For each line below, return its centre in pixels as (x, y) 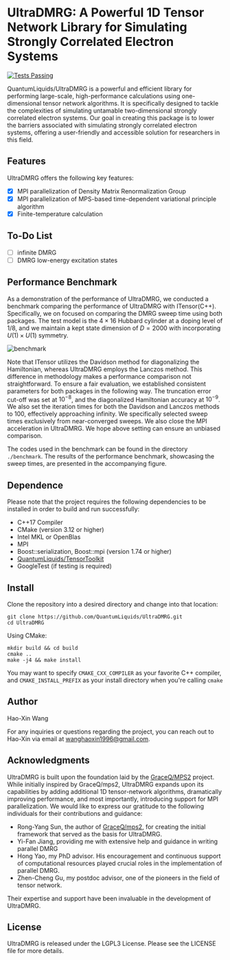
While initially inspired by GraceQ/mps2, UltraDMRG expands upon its (105, 784)
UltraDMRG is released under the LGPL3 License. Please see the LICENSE (112, 944)
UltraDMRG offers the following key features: (70, 178)
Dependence (35, 485)
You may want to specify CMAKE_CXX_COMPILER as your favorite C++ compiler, (114, 672)
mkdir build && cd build (43, 648)
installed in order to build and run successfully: (73, 509)
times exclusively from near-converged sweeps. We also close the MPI (107, 421)
